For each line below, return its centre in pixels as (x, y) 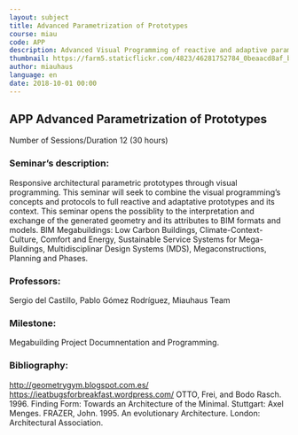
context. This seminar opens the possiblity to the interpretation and (132, 211)
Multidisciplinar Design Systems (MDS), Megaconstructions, (157, 248)
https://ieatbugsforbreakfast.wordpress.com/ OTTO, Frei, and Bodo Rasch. (145, 394)
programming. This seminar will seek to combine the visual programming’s (145, 192)
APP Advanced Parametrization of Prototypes (138, 119)
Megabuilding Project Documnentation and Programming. (114, 343)
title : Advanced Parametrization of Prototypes (99, 26)
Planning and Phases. (49, 258)
